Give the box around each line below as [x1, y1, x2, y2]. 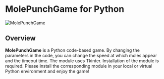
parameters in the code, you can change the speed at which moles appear [5, 52, 157, 58]
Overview [5, 34, 36, 42]
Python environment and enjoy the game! [5, 68, 90, 74]
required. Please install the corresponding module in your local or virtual [5, 63, 153, 69]
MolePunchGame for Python [5, 3, 125, 15]
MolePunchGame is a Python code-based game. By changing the [5, 47, 140, 53]
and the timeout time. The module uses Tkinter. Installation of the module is [5, 58, 159, 64]
